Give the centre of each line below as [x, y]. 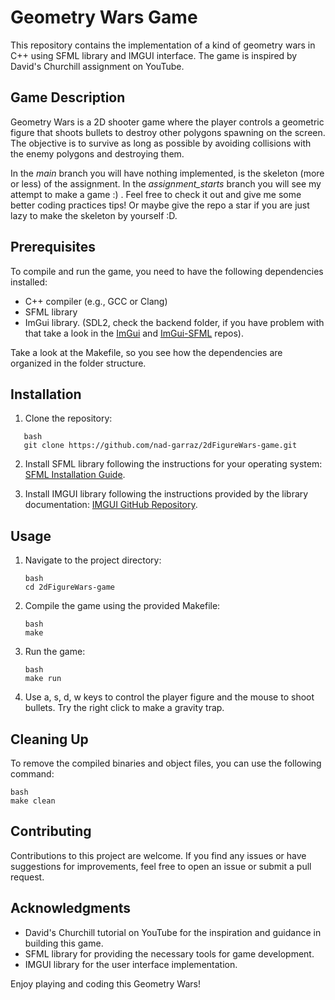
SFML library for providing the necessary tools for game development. [169, 953]
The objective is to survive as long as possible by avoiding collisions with [161, 143]
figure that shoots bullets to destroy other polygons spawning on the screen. [168, 132]
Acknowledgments [71, 908]
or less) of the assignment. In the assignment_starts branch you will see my [166, 183]
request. [27, 877]
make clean [33, 801]
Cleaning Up [49, 739]
